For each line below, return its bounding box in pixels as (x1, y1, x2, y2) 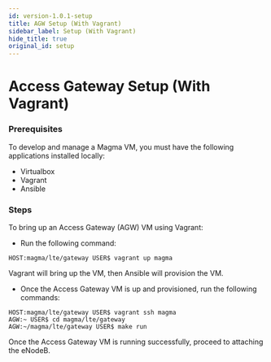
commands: (20, 292, 60, 302)
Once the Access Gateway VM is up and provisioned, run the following (20, 284, 257, 294)
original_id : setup (8, 42, 75, 50)
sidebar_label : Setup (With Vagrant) (8, 27, 137, 35)
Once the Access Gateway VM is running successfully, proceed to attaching (8, 337, 264, 347)
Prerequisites (8, 124, 63, 135)
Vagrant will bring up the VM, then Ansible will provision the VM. (8, 268, 224, 277)
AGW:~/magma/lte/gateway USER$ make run (8, 322, 148, 330)
